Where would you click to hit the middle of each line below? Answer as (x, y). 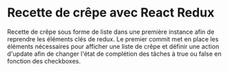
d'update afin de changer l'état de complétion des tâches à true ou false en (114, 54)
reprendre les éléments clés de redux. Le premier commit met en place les (113, 39)
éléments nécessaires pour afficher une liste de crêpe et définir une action (113, 46)
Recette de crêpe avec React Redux (111, 13)
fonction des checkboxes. (44, 61)
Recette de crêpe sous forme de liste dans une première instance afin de (111, 32)
